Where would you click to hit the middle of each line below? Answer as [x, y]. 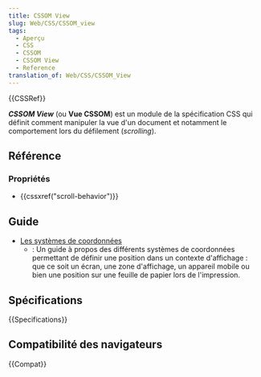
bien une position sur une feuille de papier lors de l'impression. [136, 275]
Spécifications [45, 300]
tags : [17, 30]
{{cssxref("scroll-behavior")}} [69, 197]
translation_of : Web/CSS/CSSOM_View [69, 75]
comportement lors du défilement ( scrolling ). [82, 131]
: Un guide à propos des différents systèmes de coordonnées [133, 249]
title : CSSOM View [39, 16]
